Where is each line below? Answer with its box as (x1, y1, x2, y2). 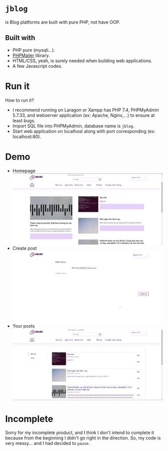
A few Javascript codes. (12, 63, 62, 69)
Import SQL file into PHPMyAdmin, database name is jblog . (12, 123, 134, 129)
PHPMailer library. (12, 52, 50, 58)
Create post (12, 245, 37, 251)
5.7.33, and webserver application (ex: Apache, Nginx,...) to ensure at (12, 112, 155, 118)
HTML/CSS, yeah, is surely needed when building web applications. (12, 58, 152, 64)
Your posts (12, 323, 35, 329)
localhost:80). (12, 133, 41, 139)
